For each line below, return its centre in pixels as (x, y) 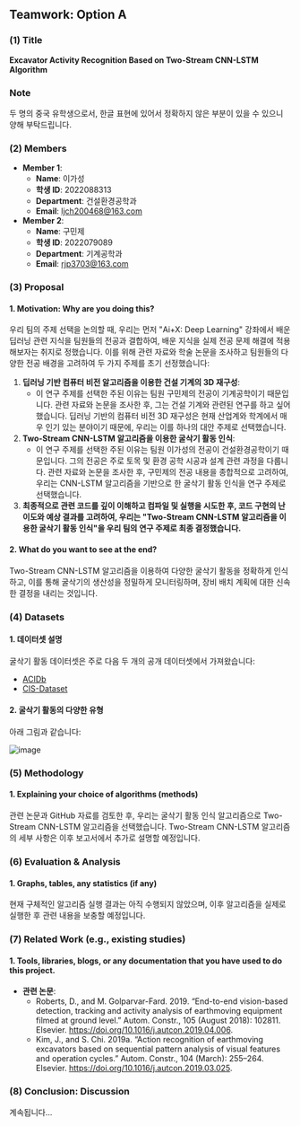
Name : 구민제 (60, 232)
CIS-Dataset (45, 688)
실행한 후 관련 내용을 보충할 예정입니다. (77, 916)
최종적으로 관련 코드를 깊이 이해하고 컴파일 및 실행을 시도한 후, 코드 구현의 (149, 506)
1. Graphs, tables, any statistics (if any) (83, 883)
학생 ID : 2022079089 (74, 242)
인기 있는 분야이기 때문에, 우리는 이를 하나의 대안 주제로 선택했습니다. (166, 427)
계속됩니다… (31, 1112)
